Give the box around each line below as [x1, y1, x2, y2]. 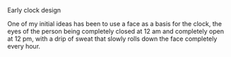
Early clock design [7, 6, 61, 14]
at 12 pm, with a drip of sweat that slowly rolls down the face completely [7, 34, 218, 43]
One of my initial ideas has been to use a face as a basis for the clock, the [7, 20, 223, 27]
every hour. [7, 42, 41, 50]
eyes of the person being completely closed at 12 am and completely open [7, 27, 225, 35]
